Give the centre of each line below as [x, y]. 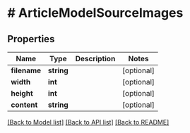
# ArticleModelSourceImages [95, 13]
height [22, 93]
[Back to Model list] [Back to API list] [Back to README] [88, 122]
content [24, 105]
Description [95, 59]
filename [26, 70]
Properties [31, 39]
